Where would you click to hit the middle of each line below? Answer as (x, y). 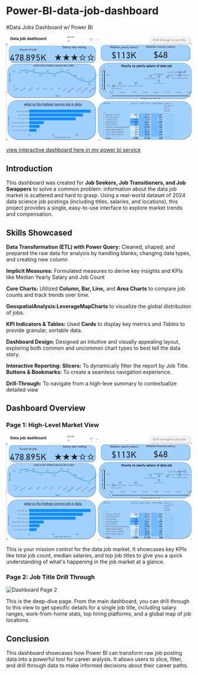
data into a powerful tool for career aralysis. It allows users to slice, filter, (94, 659)
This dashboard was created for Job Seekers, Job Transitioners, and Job (96, 183)
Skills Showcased (39, 232)
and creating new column (37, 259)
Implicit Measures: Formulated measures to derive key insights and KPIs (95, 270)
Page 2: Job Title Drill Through (51, 577)
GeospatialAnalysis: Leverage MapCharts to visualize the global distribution (99, 306)
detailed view (22, 389)
